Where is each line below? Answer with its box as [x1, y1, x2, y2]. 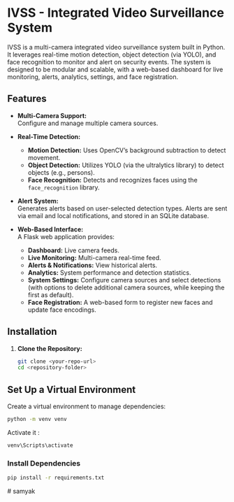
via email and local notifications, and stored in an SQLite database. [17, 211, 210, 220]
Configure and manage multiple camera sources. [17, 119, 159, 127]
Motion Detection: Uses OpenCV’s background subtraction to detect [27, 145, 226, 155]
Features [7, 93, 47, 105]
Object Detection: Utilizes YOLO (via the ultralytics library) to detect [27, 161, 225, 169]
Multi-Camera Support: [17, 111, 87, 120]
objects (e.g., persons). [27, 168, 96, 176]
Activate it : [7, 429, 40, 436]
